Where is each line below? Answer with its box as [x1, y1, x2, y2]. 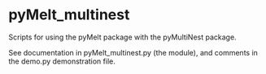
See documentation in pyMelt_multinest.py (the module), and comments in [8, 47, 259, 57]
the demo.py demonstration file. [8, 56, 116, 66]
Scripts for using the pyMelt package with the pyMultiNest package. [8, 32, 238, 42]
